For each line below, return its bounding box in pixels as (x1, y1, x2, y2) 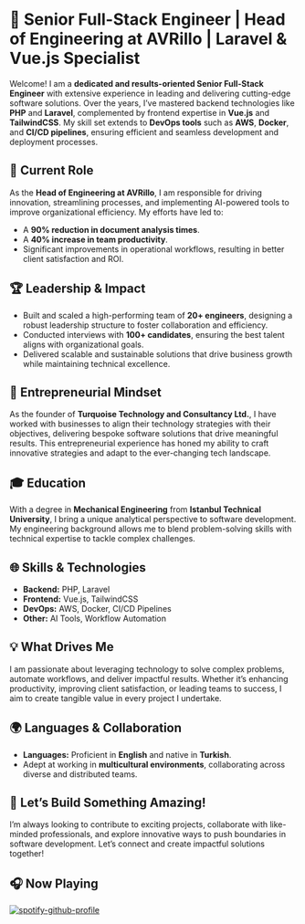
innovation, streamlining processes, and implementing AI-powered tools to (9, 196, 289, 207)
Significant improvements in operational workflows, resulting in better (22, 243, 285, 255)
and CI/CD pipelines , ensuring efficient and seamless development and (9, 126, 279, 137)
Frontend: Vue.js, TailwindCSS (22, 593, 139, 604)
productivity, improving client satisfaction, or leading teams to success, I (9, 683, 282, 694)
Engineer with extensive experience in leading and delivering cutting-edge (9, 88, 291, 99)
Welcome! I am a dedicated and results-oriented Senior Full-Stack (9, 78, 265, 89)
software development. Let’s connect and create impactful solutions (9, 838, 265, 849)
